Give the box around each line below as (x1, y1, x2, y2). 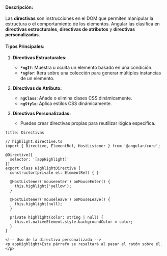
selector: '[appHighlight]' (10, 157, 70, 162)
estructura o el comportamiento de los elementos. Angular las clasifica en (5, 21, 160, 27)
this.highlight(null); (14, 201, 63, 207)
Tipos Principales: (5, 43, 45, 49)
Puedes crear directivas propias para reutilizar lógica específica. (20, 120, 156, 126)
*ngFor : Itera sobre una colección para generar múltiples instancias (20, 70, 161, 76)
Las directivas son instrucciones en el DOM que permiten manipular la (5, 15, 154, 21)
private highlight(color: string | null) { (10, 215, 103, 220)
